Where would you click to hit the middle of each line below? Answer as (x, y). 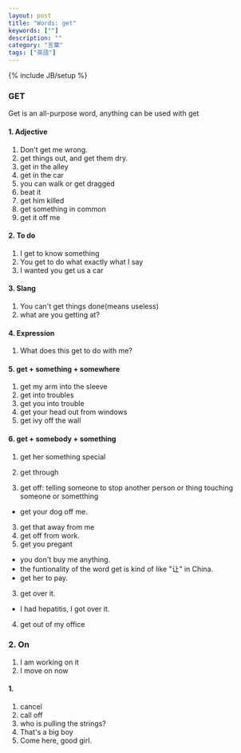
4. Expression (32, 333)
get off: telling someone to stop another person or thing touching (126, 487)
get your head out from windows (73, 412)
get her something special (63, 456)
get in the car (41, 175)
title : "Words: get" (43, 23)
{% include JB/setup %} (48, 75)
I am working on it (49, 662)
